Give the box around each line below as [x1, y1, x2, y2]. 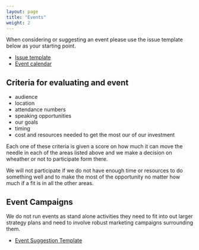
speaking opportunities [14, 112, 72, 120]
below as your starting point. [6, 42, 76, 49]
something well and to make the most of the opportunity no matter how [6, 173, 180, 180]
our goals [14, 118, 39, 126]
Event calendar [14, 60, 52, 67]
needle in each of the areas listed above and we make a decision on [6, 149, 172, 157]
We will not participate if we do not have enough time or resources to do [6, 167, 183, 174]
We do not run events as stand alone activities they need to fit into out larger [6, 212, 193, 220]
